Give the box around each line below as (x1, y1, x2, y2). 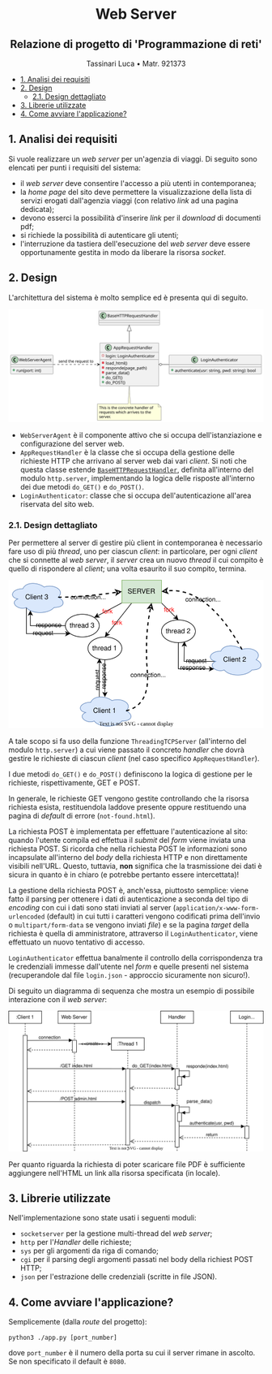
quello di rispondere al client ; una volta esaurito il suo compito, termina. (8, 564, 247, 573)
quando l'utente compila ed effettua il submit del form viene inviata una (8, 836, 246, 845)
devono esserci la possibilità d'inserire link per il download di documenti (19, 213, 261, 223)
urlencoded (8, 913, 45, 922)
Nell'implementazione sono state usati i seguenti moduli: (8, 1213, 197, 1223)
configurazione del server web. (19, 439, 125, 449)
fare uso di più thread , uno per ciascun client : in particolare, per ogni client (8, 547, 257, 556)
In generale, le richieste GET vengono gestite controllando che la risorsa (8, 793, 249, 804)
